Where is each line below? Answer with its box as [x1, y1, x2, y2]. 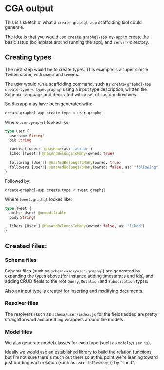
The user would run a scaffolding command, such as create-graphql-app [5, 81, 151, 87]
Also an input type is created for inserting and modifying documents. [5, 288, 143, 294]
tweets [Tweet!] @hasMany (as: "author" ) [9, 147, 93, 152]
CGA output [5, 3, 54, 14]
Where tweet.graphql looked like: [5, 197, 72, 202]
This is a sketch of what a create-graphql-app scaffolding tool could [5, 19, 142, 25]
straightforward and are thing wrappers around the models [5, 316, 123, 322]
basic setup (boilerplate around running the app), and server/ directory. [5, 39, 150, 45]
